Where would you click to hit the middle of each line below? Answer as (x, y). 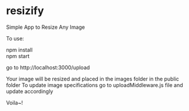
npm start (18, 56)
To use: (15, 38)
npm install (19, 50)
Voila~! (15, 102)
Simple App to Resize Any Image (46, 27)
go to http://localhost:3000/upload (48, 67)
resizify (25, 11)
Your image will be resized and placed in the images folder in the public (93, 79)
